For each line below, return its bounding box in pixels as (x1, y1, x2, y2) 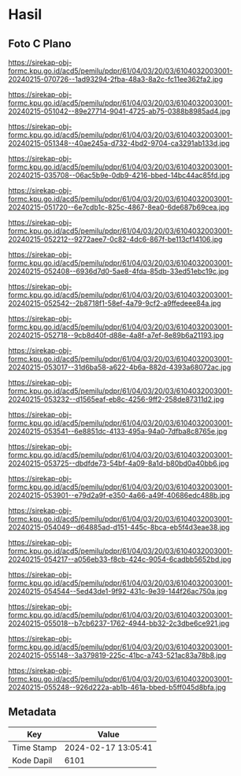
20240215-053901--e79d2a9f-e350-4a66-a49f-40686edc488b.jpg (8, 491, 230, 499)
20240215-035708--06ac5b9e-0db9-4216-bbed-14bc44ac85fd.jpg (8, 171, 230, 180)
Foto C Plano (8, 37, 72, 50)
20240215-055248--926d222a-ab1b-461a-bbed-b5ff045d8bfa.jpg (8, 683, 227, 692)
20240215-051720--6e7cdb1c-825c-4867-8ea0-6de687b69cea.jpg (8, 202, 230, 212)
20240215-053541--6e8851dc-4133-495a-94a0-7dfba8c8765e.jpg (8, 427, 228, 436)
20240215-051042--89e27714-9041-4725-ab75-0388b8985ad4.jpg (8, 106, 231, 116)
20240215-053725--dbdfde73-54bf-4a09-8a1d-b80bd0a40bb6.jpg (8, 459, 230, 468)
